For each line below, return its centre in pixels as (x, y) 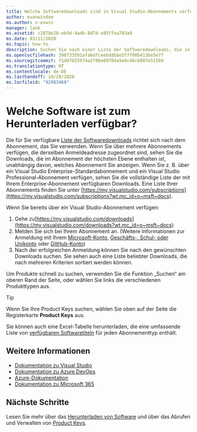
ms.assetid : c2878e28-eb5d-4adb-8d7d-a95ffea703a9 (69, 33)
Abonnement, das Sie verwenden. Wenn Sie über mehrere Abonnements (94, 146)
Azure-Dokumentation (41, 377)
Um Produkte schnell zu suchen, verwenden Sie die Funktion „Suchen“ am (96, 274)
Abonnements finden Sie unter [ (45, 190)
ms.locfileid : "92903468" (38, 83)
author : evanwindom (30, 17)
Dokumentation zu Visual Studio (53, 365)
